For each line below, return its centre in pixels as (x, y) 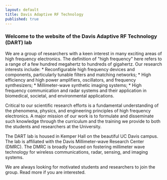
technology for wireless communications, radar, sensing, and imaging (77, 152)
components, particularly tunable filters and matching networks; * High (78, 75)
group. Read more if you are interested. (45, 172)
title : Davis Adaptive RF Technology (44, 14)
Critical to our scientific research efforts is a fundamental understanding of (82, 105)
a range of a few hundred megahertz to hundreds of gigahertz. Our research (84, 64)
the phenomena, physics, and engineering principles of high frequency (78, 110)
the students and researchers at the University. (53, 126)
